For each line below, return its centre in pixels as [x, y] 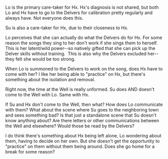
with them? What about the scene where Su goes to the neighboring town [82, 110]
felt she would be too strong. [46, 59]
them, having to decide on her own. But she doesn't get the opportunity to [82, 141]
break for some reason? [30, 152]
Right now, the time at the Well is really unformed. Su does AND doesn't [80, 89]
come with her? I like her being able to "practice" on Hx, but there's [75, 74]
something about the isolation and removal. [50, 79]
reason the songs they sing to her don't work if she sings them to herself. [81, 43]
